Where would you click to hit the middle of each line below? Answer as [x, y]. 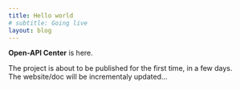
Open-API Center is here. [51, 53]
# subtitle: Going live [48, 23]
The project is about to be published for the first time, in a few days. [120, 68]
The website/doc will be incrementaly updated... [88, 77]
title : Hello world [41, 15]
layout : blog [30, 30]
